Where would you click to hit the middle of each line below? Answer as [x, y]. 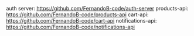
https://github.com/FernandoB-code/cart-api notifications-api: [81, 21]
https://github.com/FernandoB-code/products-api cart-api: [77, 15]
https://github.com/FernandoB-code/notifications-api [70, 27]
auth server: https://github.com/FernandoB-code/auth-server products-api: [97, 8]
